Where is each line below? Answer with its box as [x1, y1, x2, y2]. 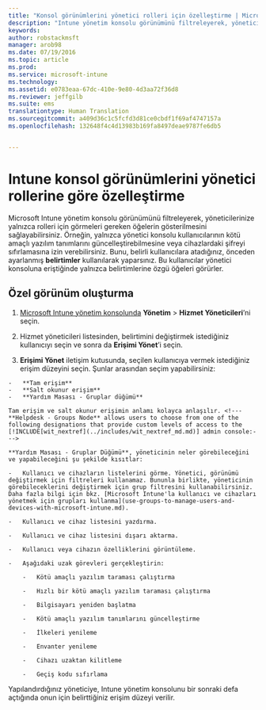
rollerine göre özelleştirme [8, 187, 185, 204]
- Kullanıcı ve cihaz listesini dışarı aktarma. [8, 532, 179, 540]
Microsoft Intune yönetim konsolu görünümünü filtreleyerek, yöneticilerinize [8, 213, 255, 223]
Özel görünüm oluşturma [8, 287, 135, 300]
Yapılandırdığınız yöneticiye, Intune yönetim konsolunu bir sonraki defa [8, 684, 239, 693]
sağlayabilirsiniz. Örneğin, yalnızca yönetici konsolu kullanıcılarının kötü [8, 230, 241, 239]
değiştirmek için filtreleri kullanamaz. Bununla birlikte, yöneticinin [8, 476, 253, 484]
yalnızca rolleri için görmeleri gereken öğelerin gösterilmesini [8, 221, 207, 231]
